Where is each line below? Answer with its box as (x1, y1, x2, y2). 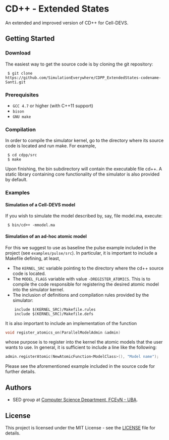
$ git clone (7, 71, 33, 76)
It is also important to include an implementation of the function (5, 320, 137, 326)
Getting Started (5, 34, 55, 43)
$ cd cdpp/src (7, 152, 37, 158)
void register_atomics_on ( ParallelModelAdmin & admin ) (5, 330, 121, 335)
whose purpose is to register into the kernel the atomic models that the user (5, 339, 163, 345)
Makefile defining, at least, (5, 255, 61, 261)
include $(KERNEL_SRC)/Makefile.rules (14, 307, 96, 312)
